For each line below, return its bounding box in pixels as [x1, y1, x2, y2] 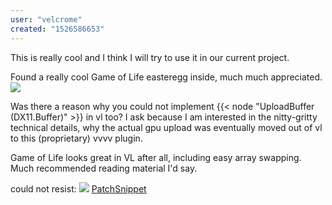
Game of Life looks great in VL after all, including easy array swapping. [10, 151, 302, 163]
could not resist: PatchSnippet [10, 182, 147, 195]
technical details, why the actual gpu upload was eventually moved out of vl [10, 121, 323, 133]
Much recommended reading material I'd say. [10, 162, 198, 174]
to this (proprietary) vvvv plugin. [10, 132, 143, 144]
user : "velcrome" [10, 14, 83, 25]
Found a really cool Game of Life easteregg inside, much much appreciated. [10, 71, 323, 83]
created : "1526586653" [10, 24, 105, 34]
